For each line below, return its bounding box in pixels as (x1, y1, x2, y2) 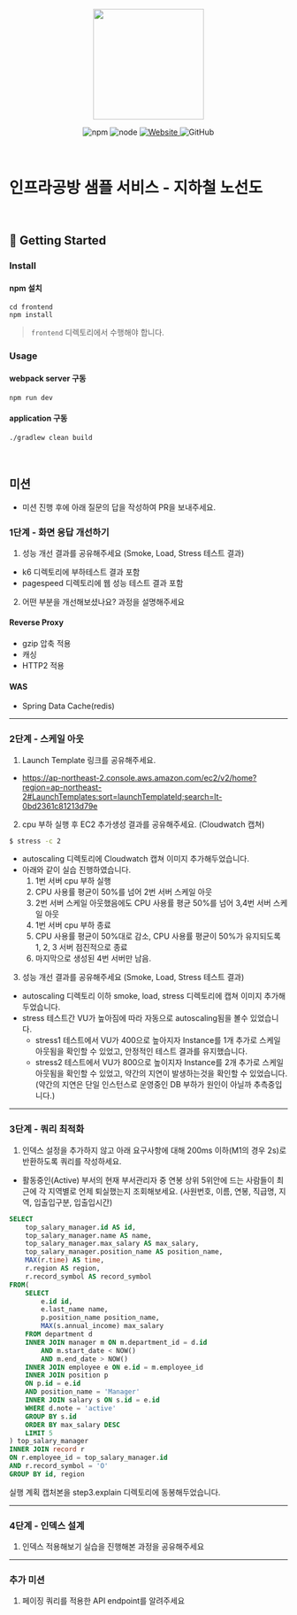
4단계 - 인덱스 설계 (9, 1519, 85, 1532)
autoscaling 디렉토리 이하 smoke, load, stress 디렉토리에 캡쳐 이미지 (21, 991, 263, 1001)
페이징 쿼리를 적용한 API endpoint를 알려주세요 (21, 1596, 186, 1606)
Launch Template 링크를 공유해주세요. (21, 754, 156, 765)
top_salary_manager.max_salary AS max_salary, (25, 1240, 200, 1248)
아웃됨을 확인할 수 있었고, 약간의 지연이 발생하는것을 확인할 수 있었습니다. (34, 1068, 288, 1079)
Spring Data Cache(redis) (21, 700, 115, 712)
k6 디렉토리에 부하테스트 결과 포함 (21, 567, 141, 577)
